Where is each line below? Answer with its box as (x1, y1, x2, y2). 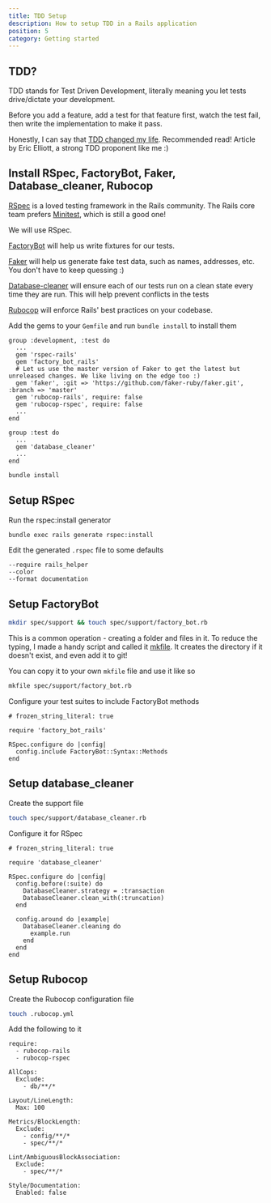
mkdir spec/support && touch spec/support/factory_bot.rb (8, 619, 208, 627)
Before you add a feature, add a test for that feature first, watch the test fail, (8, 110, 261, 120)
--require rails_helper (8, 561, 89, 570)
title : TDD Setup (8, 11, 67, 20)
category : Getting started (8, 34, 100, 43)
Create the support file (8, 798, 84, 808)
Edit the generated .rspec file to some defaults (8, 545, 164, 555)
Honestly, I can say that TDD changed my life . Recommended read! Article (8, 134, 256, 144)
